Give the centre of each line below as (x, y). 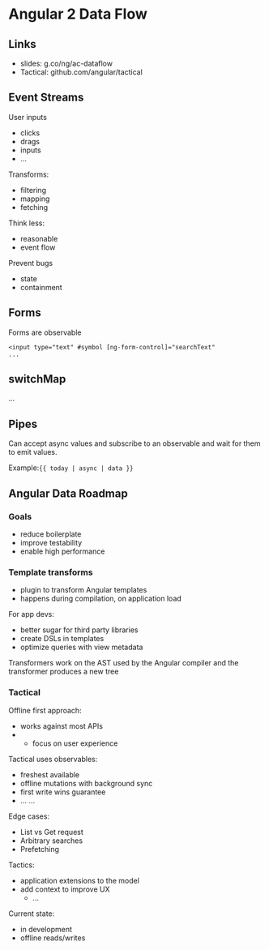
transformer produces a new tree (64, 672)
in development (46, 929)
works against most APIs (62, 725)
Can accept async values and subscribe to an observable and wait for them (134, 443)
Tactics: (21, 865)
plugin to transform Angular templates (83, 590)
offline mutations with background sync (86, 783)
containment (41, 287)
